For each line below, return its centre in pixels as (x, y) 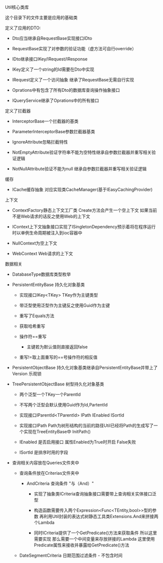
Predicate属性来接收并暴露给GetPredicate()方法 (81, 545)
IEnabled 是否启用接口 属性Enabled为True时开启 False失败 (78, 442)
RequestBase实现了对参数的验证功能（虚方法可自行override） (74, 49)
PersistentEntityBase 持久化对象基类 (48, 285)
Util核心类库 (17, 7)
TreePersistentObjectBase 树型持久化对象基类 (58, 384)
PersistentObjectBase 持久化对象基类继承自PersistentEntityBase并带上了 (85, 368)
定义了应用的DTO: (23, 28)
